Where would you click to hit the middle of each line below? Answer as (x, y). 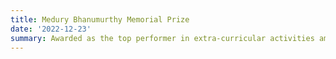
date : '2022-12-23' (51, 29)
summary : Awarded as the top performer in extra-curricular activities (162, 38)
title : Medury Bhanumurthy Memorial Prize (100, 19)
